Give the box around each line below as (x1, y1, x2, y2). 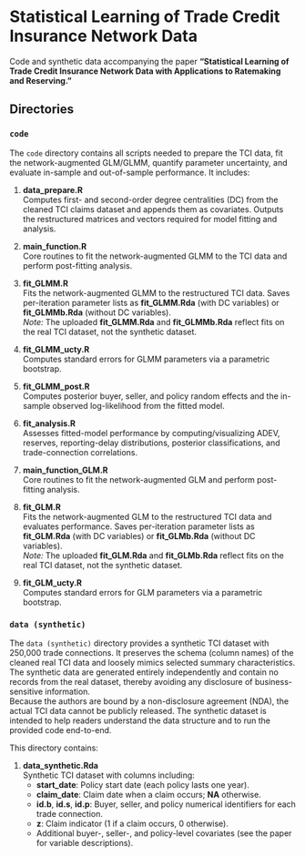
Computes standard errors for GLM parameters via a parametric (22, 587, 263, 597)
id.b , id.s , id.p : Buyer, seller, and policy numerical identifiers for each (36, 799, 296, 810)
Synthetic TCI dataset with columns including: (22, 770, 196, 780)
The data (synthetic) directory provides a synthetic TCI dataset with (9, 638, 269, 648)
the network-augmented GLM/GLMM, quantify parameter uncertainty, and (9, 157, 289, 168)
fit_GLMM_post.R (22, 381, 90, 392)
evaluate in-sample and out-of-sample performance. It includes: (9, 167, 250, 178)
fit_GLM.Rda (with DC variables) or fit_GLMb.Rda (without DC (22, 530, 257, 541)
